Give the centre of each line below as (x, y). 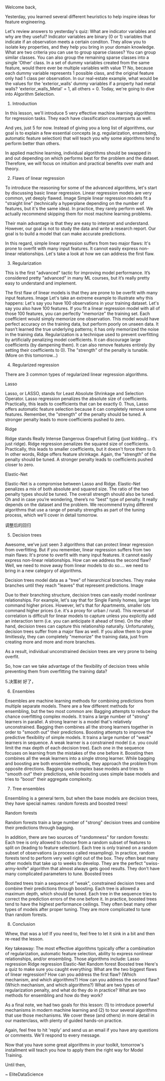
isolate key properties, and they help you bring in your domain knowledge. (80, 47)
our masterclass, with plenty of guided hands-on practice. (64, 1021)
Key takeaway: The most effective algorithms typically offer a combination (80, 948)
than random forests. (26, 914)
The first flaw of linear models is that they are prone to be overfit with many (82, 293)
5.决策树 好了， (20, 682)
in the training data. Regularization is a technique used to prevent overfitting (82, 334)
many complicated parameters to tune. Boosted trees (59, 874)
